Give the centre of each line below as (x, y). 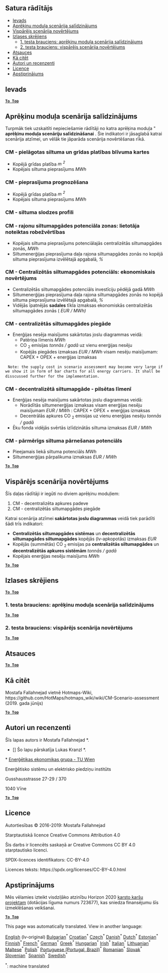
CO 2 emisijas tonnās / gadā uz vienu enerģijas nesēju (76, 346)
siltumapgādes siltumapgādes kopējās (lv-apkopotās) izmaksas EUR (85, 539)
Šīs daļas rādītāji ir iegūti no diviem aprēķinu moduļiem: (62, 494)
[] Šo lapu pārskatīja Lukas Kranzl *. (49, 750)
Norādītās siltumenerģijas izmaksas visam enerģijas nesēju (81, 405)
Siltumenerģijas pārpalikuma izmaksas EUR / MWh (64, 457)
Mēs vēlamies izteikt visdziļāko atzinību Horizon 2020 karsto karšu (74, 897)
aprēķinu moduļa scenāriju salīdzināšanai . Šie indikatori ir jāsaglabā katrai (83, 134)
